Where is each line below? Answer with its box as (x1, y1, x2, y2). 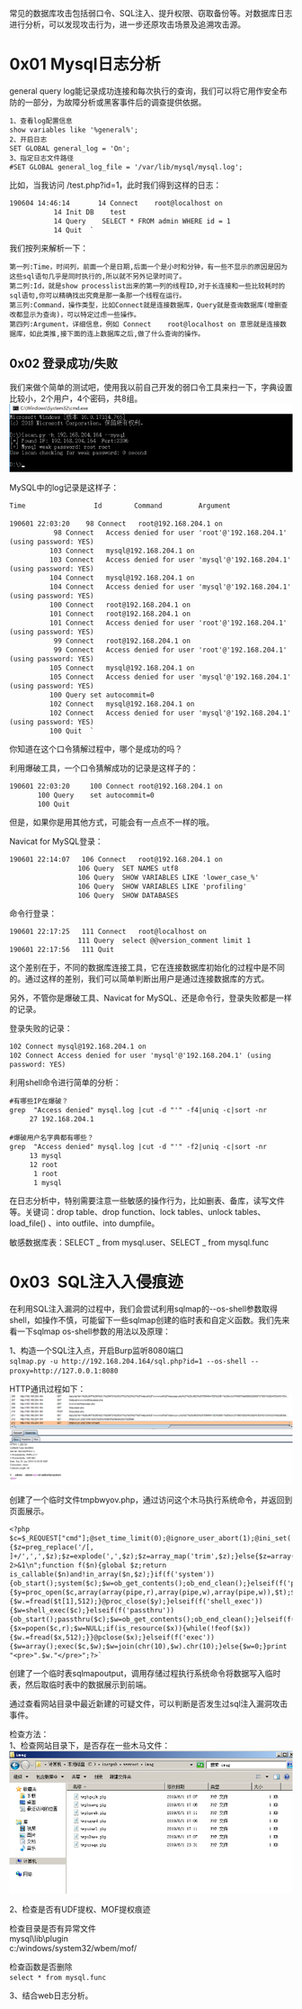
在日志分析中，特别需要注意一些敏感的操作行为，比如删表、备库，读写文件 (9, 1195, 285, 1206)
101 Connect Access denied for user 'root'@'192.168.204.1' (49, 618, 288, 628)
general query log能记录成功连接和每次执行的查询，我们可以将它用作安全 (9, 85, 280, 96)
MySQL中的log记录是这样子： (9, 482, 120, 493)
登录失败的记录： (9, 1023, 73, 1034)
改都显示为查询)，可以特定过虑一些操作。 (9, 310, 141, 319)
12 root (29, 1161, 58, 1170)
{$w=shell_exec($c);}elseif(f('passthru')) (9, 1606, 175, 1615)
